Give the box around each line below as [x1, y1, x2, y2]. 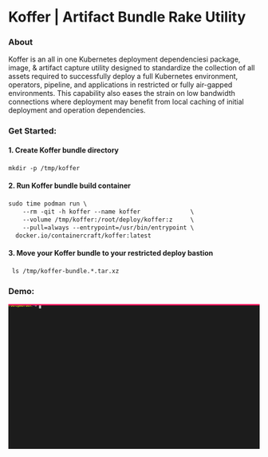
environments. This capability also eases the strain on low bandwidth [8, 89, 235, 98]
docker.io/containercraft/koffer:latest [15, 232, 152, 240]
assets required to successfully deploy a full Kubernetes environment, [8, 72, 238, 81]
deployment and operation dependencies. [8, 105, 146, 115]
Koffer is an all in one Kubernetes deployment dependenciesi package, [8, 54, 241, 64]
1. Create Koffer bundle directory [8, 145, 120, 155]
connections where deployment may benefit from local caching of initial [8, 97, 245, 107]
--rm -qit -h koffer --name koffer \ [22, 208, 195, 216]
